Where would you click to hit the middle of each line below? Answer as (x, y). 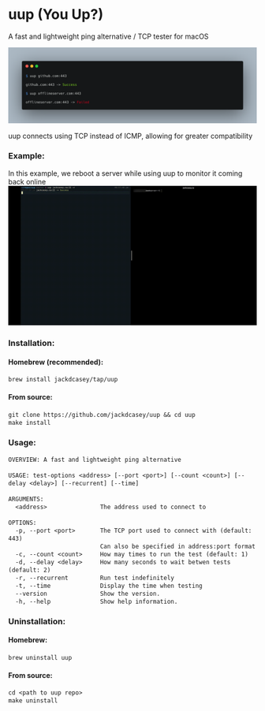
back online (27, 181)
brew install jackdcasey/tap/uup (63, 380)
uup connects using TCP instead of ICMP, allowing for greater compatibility (131, 136)
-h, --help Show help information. (97, 601)
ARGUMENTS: (26, 499)
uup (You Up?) (56, 15)
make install (30, 423)
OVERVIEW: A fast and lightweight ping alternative (95, 460)
